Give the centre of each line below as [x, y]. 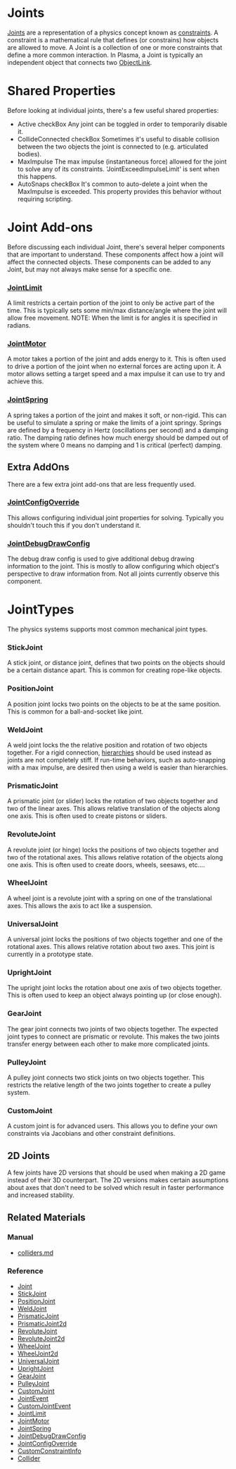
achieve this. [26, 381]
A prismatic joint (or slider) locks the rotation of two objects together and [113, 801]
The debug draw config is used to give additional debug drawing [101, 559]
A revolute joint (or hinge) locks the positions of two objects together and [113, 850]
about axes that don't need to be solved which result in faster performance [116, 1188]
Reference [25, 1271]
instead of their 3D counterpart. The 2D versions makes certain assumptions [118, 1180]
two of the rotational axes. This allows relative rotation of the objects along [115, 857]
